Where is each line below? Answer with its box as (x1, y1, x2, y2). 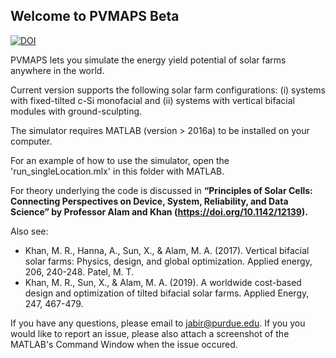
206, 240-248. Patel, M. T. (24, 265, 135, 278)
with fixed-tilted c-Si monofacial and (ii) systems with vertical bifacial (10, 94, 295, 106)
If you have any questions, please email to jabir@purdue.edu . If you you (10, 317, 306, 329)
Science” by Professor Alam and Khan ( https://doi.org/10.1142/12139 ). (10, 205, 308, 218)
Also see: (10, 225, 49, 237)
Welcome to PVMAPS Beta (10, 8, 180, 25)
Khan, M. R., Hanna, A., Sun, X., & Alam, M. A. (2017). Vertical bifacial (24, 244, 310, 256)
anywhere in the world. (10, 64, 105, 76)
